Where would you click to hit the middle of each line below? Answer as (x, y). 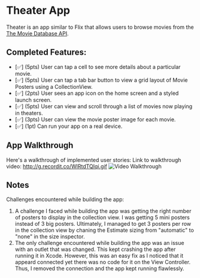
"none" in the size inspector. (50, 237)
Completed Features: (46, 53)
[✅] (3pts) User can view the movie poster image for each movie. (95, 119)
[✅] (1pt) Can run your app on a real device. (69, 126)
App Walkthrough (40, 146)
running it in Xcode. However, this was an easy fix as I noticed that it (99, 256)
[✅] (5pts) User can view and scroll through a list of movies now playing (104, 106)
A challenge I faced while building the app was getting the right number (103, 211)
